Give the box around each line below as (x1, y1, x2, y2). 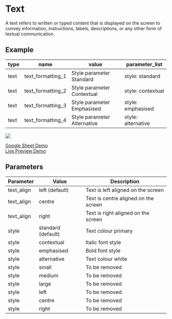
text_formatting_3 (24, 102, 67, 109)
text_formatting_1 (24, 72, 67, 80)
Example (5, 45, 34, 54)
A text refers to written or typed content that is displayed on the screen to (5, 20, 160, 26)
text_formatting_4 (24, 116, 67, 124)
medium (38, 272, 59, 279)
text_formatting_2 (24, 87, 67, 94)
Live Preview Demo (5, 148, 46, 154)
